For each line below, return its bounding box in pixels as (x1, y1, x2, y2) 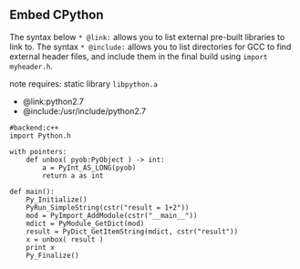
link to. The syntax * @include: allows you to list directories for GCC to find (9, 41, 292, 52)
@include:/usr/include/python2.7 (22, 105, 147, 117)
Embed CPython (9, 7, 104, 23)
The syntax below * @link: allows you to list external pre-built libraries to (9, 31, 285, 42)
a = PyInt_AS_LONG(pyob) (42, 163, 137, 172)
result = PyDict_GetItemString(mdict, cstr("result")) (26, 227, 239, 236)
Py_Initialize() (26, 195, 88, 204)
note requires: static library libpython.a (9, 78, 158, 89)
